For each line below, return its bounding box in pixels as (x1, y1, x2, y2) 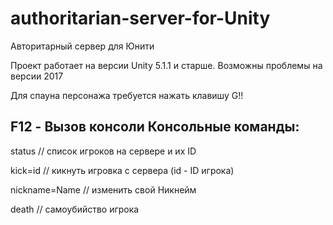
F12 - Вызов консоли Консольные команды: (10, 118, 300, 136)
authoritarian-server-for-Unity (10, 7, 271, 30)
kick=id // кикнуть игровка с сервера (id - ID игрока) (10, 164, 235, 176)
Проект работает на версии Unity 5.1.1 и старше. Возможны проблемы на (10, 59, 323, 71)
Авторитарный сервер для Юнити (10, 40, 155, 52)
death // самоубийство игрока (10, 203, 140, 215)
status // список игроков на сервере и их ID (10, 145, 197, 157)
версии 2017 (10, 70, 64, 82)
